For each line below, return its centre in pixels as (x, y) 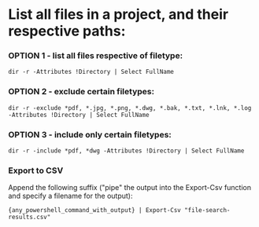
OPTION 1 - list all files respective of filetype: (96, 56)
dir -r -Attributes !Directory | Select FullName (91, 72)
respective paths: (67, 31)
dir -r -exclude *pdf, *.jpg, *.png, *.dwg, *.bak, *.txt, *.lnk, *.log (130, 108)
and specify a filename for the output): (70, 196)
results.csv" (30, 218)
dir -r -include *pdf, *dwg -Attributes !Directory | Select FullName (126, 151)
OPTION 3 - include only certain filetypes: (90, 134)
